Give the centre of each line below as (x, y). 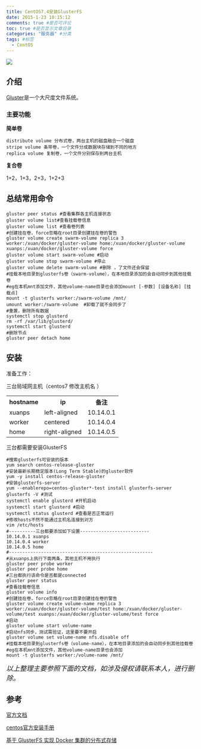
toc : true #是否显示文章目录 (39, 28)
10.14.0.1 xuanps (28, 537)
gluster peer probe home (37, 569)
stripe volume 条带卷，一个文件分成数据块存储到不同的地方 (72, 147)
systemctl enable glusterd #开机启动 (51, 501)
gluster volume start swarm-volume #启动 (58, 255)
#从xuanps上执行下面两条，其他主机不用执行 (53, 559)
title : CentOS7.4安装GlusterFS (44, 12)
